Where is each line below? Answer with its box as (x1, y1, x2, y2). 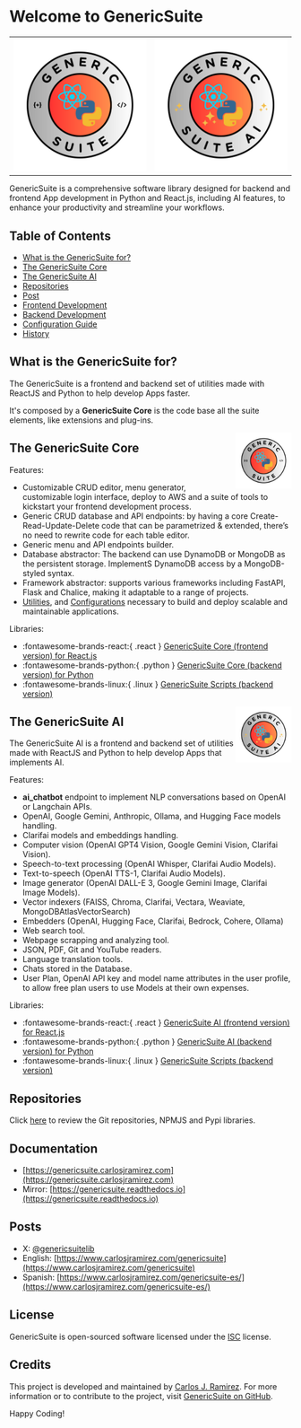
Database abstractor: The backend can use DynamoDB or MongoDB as (21, 548, 286, 559)
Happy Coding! (9, 1407, 65, 1419)
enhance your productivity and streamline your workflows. (9, 202, 226, 213)
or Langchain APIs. (21, 802, 92, 812)
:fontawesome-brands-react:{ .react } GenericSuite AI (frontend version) (21, 1017, 290, 1029)
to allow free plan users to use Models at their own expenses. (21, 983, 250, 994)
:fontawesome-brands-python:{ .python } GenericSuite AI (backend (21, 1037, 272, 1047)
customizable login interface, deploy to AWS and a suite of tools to (21, 491, 269, 502)
